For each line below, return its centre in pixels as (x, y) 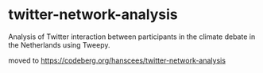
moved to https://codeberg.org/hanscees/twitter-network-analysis (117, 60)
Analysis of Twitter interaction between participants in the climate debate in (132, 36)
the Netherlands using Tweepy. (59, 44)
